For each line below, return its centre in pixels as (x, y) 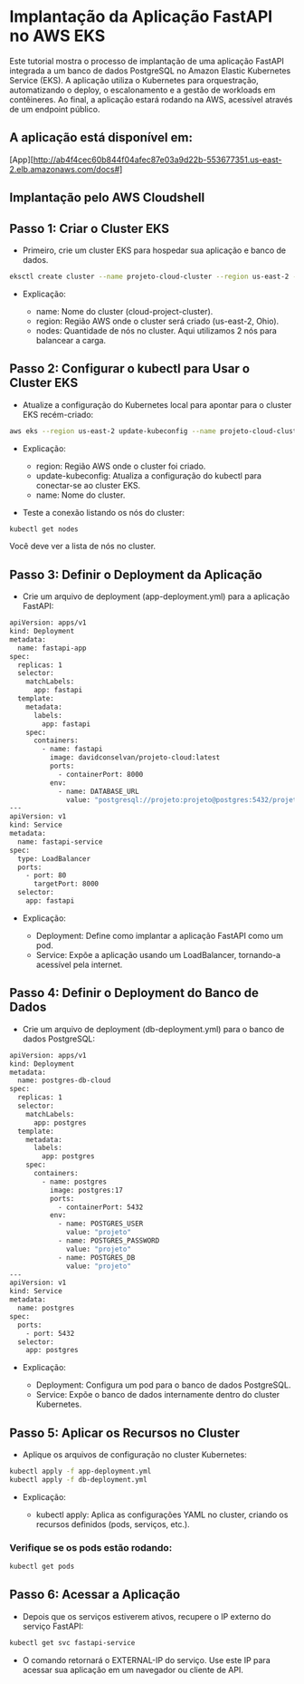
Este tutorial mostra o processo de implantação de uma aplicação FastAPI (147, 61)
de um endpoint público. (55, 109)
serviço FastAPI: (53, 1626)
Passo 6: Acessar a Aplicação (95, 1595)
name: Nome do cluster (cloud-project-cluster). (124, 311)
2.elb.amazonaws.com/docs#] (66, 169)
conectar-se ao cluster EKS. (88, 485)
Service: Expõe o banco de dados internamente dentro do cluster (158, 1395)
